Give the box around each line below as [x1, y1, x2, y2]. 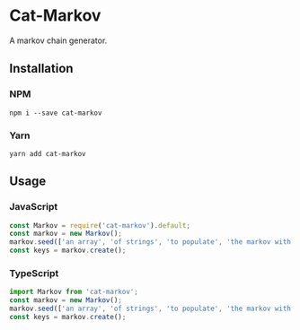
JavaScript [9, 201, 58, 213]
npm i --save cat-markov [9, 109, 102, 117]
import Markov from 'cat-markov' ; [9, 288, 139, 297]
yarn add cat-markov [9, 149, 87, 158]
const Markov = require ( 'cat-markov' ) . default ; [9, 221, 191, 230]
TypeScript [9, 267, 59, 280]
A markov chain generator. [9, 35, 108, 46]
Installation [9, 61, 74, 76]
